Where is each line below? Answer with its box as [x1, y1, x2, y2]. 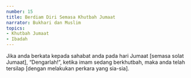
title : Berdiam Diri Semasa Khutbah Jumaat [6, 14, 116, 20]
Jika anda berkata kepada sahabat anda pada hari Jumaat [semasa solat [6, 53, 184, 59]
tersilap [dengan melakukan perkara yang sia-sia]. [6, 65, 130, 71]
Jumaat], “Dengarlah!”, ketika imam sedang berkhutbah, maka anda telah [6, 58, 186, 66]
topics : [6, 25, 26, 31]
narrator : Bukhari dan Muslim [6, 19, 82, 25]
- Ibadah [6, 36, 28, 42]
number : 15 [6, 8, 33, 15]
